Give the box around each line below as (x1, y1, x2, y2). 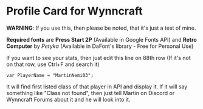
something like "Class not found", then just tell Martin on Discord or (6, 89, 175, 96)
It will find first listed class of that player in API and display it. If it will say (6, 83, 188, 90)
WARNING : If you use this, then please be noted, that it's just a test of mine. (6, 24, 196, 31)
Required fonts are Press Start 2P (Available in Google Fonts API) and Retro (6, 36, 198, 43)
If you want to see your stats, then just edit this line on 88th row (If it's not (6, 54, 191, 61)
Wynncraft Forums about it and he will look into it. (6, 96, 131, 103)
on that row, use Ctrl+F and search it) (6, 61, 100, 68)
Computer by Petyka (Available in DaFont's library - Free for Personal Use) (6, 42, 194, 50)
